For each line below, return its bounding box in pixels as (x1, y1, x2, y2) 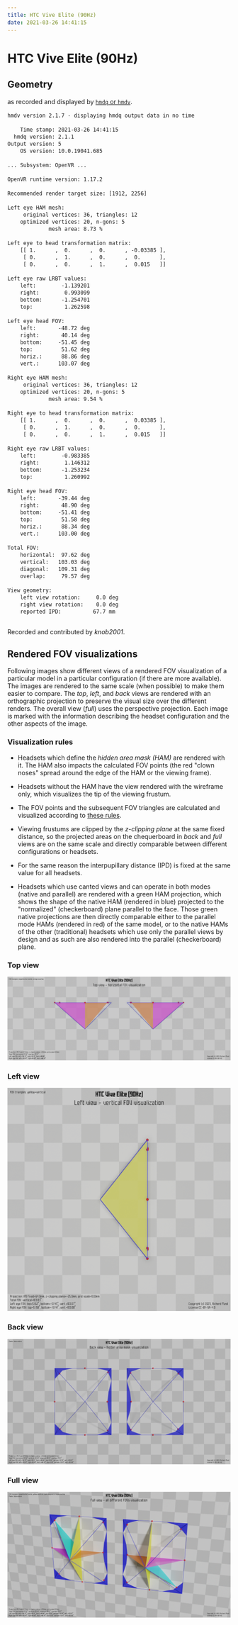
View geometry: (7, 587, 52, 594)
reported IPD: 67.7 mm (20, 608, 115, 615)
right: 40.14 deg (20, 332, 91, 339)
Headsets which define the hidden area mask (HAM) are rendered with (17, 753, 225, 762)
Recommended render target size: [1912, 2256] (7, 190, 147, 197)
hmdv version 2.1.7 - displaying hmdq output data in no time (7, 112, 195, 119)
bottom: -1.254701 (20, 296, 91, 303)
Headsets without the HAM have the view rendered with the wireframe (17, 782, 224, 790)
